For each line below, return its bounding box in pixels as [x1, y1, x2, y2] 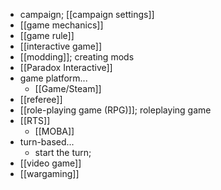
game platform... [19, 72, 88, 84]
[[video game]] [19, 157, 82, 169]
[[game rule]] [19, 30, 75, 41]
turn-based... [19, 136, 75, 148]
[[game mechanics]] [19, 19, 104, 31]
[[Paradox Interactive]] [19, 62, 113, 73]
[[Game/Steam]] [34, 83, 102, 94]
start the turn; [34, 147, 92, 158]
